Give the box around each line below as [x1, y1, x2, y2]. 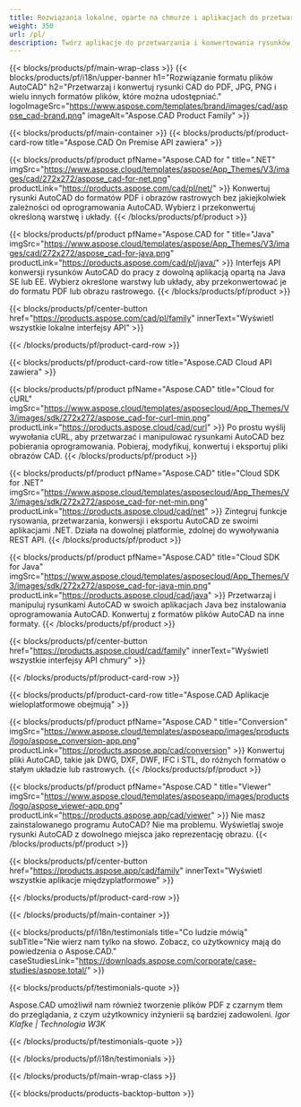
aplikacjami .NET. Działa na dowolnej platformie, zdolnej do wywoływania [9, 525, 279, 536]
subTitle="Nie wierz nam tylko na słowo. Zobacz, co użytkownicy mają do [9, 937, 281, 948]
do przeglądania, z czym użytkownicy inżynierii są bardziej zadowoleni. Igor [9, 1009, 290, 1020]
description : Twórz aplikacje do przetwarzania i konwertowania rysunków [9, 38, 291, 47]
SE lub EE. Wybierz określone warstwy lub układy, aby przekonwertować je [9, 277, 287, 287]
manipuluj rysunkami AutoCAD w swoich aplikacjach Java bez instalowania [9, 599, 287, 610]
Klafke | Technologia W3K [9, 1018, 106, 1030]
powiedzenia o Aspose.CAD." [9, 946, 117, 957]
